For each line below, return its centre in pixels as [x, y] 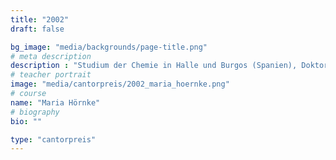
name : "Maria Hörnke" [55, 102]
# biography [35, 112]
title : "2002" [40, 19]
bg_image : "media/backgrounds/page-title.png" [109, 47]
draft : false [37, 29]
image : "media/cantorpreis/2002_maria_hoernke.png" [120, 84]
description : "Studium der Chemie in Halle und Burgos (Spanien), [154, 66]
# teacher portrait [51, 75]
